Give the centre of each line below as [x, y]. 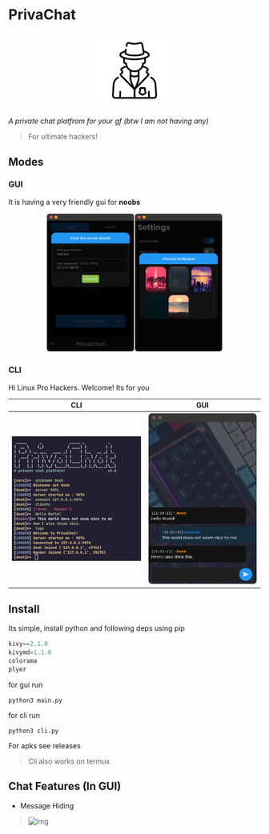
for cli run [24, 715]
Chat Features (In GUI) [65, 786]
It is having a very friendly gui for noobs [74, 202]
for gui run [26, 684]
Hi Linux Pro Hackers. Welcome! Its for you [79, 387]
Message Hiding [47, 805]
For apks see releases [45, 745]
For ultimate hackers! [62, 137]
